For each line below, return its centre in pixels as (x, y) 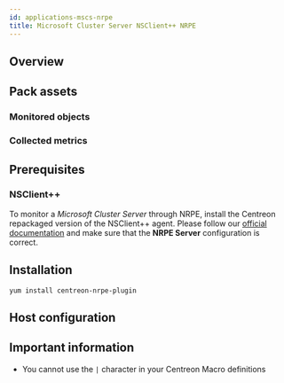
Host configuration (63, 318)
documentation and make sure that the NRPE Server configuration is (134, 232)
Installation (41, 270)
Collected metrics (48, 141)
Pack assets (43, 92)
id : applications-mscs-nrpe (61, 17)
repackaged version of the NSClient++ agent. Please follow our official (138, 223)
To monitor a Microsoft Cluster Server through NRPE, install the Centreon (143, 214)
